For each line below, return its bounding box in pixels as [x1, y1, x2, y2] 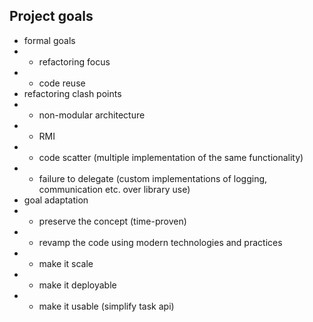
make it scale [38, 257, 94, 269]
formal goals [23, 34, 76, 46]
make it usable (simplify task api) [38, 300, 175, 312]
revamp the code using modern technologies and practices [38, 236, 283, 248]
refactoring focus [38, 55, 111, 68]
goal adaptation [23, 194, 89, 206]
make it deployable [38, 279, 117, 291]
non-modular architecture [38, 109, 146, 121]
